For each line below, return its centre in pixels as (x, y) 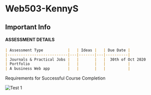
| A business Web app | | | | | (68, 69)
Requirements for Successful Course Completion (55, 78)
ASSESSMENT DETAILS (30, 40)
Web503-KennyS (42, 9)
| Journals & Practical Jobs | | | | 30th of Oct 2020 (75, 59)
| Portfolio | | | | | (68, 64)
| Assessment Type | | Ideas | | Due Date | (68, 50)
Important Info (28, 27)
